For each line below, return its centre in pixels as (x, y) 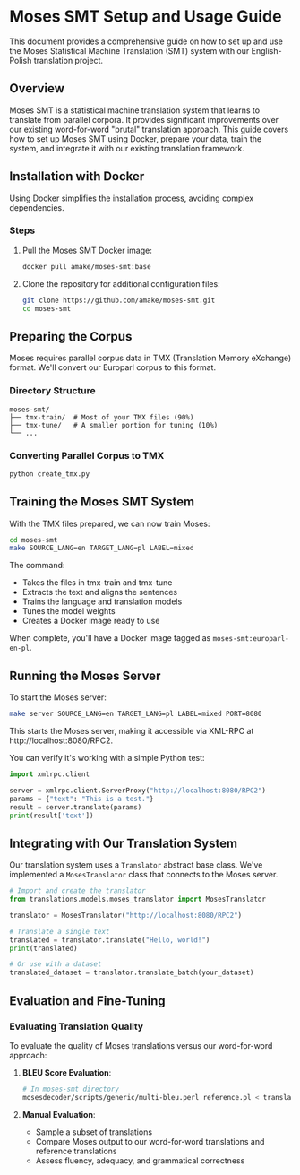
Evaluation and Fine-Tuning (87, 1001)
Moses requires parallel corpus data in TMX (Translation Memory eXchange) (150, 358)
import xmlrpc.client (50, 774)
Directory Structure (52, 391)
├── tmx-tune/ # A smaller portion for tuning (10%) (114, 425)
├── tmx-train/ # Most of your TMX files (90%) (102, 417)
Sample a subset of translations (94, 1132)
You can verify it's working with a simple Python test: (107, 758)
